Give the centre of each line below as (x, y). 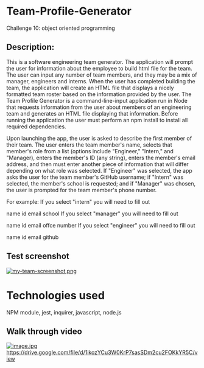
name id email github (33, 237)
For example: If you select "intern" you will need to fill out (78, 201)
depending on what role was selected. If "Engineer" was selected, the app (100, 170)
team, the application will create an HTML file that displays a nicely (90, 88)
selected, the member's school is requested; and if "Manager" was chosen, (101, 183)
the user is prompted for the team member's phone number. (82, 190)
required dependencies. (36, 127)
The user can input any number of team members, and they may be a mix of (102, 75)
